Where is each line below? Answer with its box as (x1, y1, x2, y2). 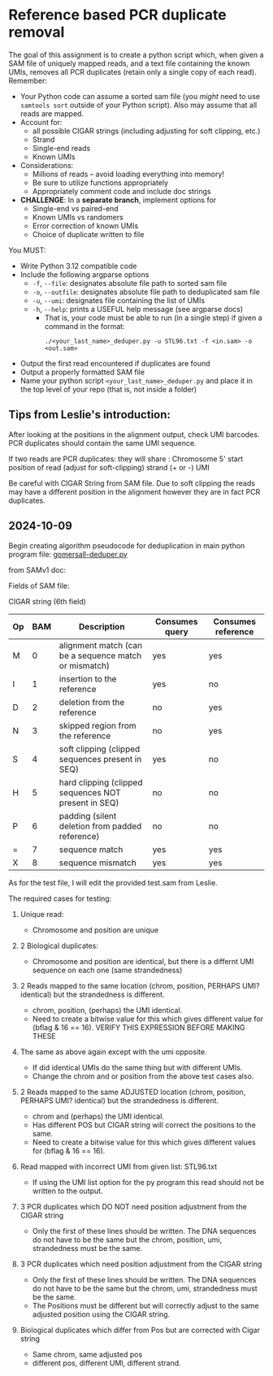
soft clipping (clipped (58, 743, 141, 755)
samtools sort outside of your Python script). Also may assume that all (19, 100, 258, 110)
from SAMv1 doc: (8, 565, 67, 574)
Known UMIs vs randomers (32, 212, 123, 222)
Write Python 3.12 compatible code (19, 261, 137, 270)
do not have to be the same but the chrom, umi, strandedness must (32, 1283, 258, 1293)
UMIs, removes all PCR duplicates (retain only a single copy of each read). (8, 67, 258, 76)
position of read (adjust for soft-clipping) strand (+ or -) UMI (8, 462, 210, 472)
